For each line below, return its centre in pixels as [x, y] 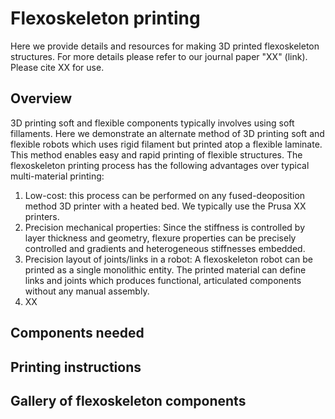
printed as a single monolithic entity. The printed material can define [165, 269]
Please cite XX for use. [57, 67]
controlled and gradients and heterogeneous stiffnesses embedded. [165, 248]
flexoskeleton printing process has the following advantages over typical [160, 165]
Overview [41, 98]
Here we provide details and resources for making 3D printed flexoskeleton [165, 46]
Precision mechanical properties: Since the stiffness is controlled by [165, 227]
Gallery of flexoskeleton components [128, 400]
